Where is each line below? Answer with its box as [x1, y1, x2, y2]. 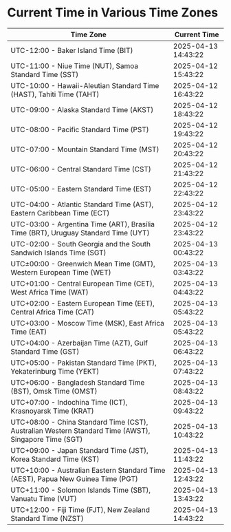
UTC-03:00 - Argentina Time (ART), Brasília [10, 219, 155, 228]
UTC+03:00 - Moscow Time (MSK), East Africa [10, 318, 165, 328]
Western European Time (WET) [10, 267, 111, 277]
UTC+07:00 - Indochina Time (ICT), [10, 397, 128, 407]
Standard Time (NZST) [10, 513, 84, 523]
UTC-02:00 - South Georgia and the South [10, 239, 151, 248]
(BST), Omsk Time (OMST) [10, 386, 98, 396]
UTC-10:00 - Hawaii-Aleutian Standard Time [10, 81, 159, 90]
